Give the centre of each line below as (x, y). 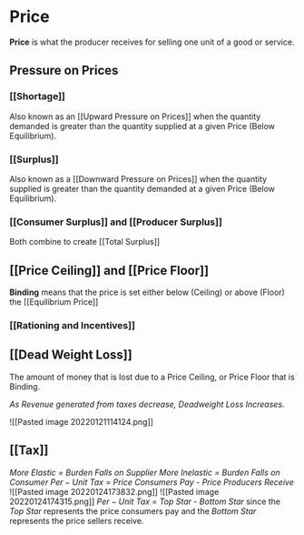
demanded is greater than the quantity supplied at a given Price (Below (142, 126)
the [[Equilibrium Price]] (54, 302)
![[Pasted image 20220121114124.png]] (82, 421)
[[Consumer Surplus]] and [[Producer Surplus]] (116, 222)
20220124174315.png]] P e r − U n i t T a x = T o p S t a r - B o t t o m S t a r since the (145, 501)
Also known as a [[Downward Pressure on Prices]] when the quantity (138, 178)
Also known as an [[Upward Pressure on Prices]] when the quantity (135, 116)
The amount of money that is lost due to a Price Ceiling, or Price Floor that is (152, 377)
